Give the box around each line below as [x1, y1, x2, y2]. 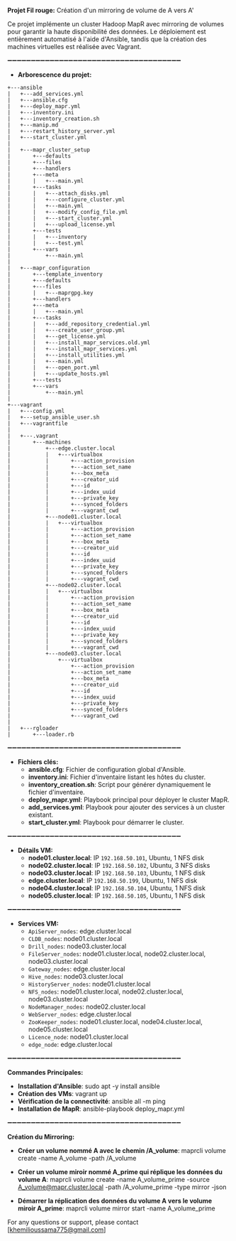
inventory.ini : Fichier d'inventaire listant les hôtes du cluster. [28, 773, 206, 781]
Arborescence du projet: [17, 70, 92, 79]
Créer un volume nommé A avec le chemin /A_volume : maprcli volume [17, 1146, 227, 1154]
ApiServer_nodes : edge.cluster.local [28, 927, 132, 935]
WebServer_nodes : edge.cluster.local [28, 1010, 132, 1019]
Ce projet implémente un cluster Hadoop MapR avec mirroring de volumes [7, 20, 225, 28]
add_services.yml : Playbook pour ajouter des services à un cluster [28, 803, 225, 811]
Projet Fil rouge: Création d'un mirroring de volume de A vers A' [7, 6, 194, 14]
